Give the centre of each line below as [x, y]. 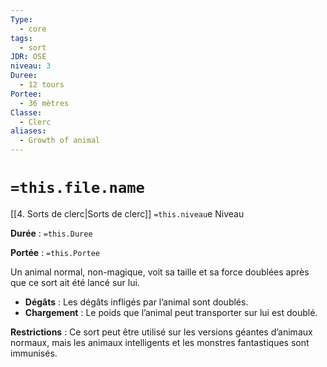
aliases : [28, 131]
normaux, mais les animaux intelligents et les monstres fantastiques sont [160, 342]
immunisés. [34, 353]
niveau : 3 [31, 66]
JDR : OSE [28, 57]
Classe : [26, 112]
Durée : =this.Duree [51, 233]
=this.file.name [77, 188]
